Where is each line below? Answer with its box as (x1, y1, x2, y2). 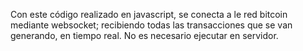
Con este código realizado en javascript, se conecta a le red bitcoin (10, 9, 288, 20)
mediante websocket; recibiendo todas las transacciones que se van (10, 19, 293, 31)
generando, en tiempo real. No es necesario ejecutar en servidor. (10, 30, 279, 41)
